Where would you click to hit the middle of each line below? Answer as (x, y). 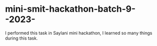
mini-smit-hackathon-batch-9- (70, 9)
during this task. (21, 38)
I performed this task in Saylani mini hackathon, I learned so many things (79, 33)
